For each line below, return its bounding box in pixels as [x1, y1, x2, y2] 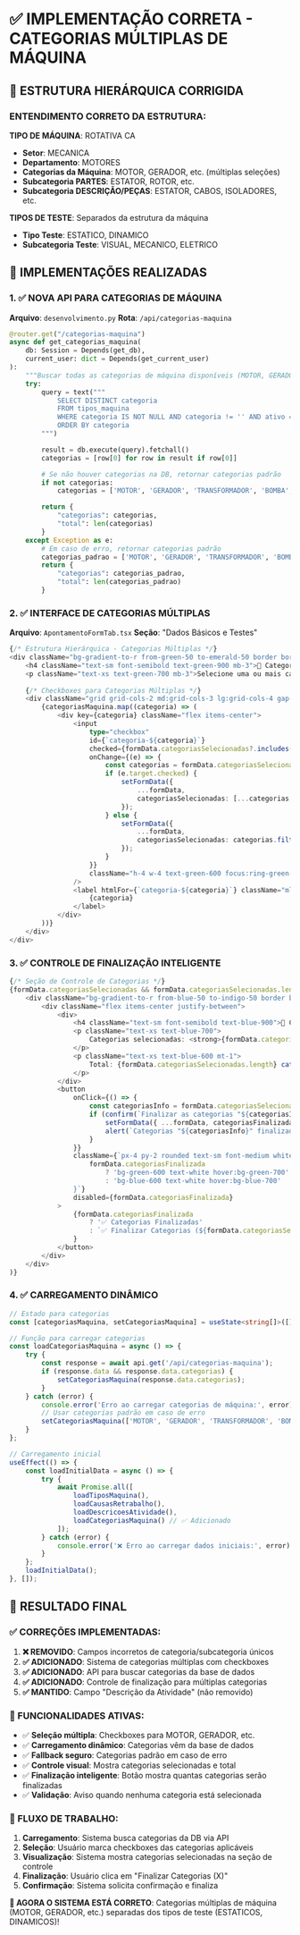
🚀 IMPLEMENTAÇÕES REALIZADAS [9, 265, 207, 281]
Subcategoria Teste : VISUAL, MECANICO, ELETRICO [21, 239, 219, 249]
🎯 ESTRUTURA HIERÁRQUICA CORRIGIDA [9, 83, 244, 98]
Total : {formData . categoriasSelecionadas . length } [88, 1060, 278, 1069]
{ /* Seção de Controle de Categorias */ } [9, 977, 166, 986]
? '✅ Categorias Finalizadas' [88, 1218, 204, 1227]
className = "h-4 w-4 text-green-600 [88, 868, 221, 878]
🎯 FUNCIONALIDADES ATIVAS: [9, 1709, 145, 1721]
